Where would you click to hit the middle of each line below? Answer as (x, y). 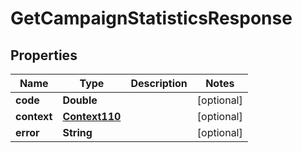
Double (80, 100)
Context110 (92, 116)
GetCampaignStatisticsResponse (151, 18)
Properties (44, 55)
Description (159, 83)
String (77, 132)
